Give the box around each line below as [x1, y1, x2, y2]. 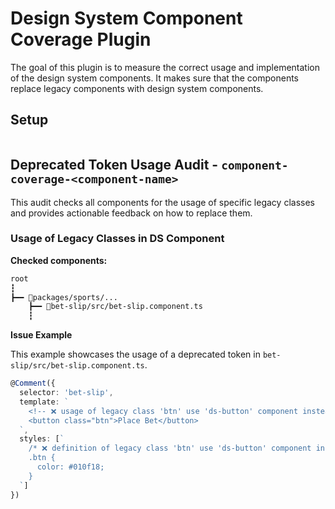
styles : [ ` [19, 434, 65, 444]
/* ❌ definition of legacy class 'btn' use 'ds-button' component [28, 443, 312, 454]
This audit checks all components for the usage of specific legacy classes [10, 196, 315, 208]
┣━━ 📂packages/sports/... [10, 292, 118, 302]
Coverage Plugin [10, 28, 152, 51]
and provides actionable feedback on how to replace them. [10, 207, 253, 219]
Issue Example [10, 329, 73, 341]
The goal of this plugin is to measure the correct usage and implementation [10, 61, 320, 73]
